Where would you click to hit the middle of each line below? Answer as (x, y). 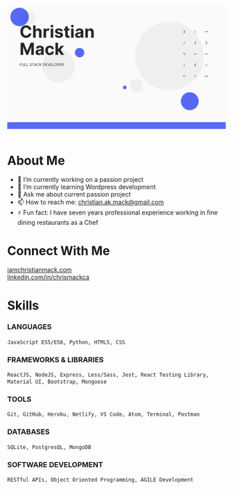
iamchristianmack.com (40, 270)
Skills (23, 305)
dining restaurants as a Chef (58, 223)
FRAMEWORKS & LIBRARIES (55, 360)
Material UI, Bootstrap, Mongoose (57, 382)
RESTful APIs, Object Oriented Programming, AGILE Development (101, 480)
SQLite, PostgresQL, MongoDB (49, 447)
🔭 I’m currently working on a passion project (80, 180)
